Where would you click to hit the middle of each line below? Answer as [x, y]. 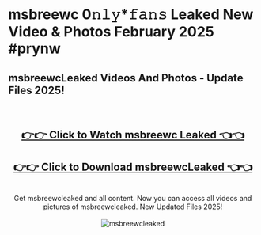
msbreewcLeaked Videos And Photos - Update [126, 78]
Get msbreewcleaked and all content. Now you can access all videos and [133, 199]
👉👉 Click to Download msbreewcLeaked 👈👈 [133, 167]
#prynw [34, 49]
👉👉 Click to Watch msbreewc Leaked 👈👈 [133, 135]
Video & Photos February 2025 [112, 32]
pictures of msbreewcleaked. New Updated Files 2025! [133, 207]
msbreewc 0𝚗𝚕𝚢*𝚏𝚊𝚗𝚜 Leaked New [131, 15]
